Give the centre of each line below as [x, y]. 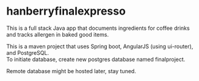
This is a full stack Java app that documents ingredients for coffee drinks [98, 28]
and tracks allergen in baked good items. [57, 34]
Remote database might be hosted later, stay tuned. [71, 71]
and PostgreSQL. [28, 52]
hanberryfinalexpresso [66, 11]
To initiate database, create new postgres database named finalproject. [96, 59]
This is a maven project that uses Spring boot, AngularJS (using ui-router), [100, 46]
